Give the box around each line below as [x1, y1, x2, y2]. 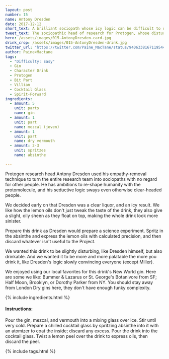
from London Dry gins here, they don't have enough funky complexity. [5, 284, 151, 291]
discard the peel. [5, 338, 40, 344]
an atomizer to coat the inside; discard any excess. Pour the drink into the [5, 328, 158, 334]
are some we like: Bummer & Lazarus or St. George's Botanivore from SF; [5, 274, 157, 280]
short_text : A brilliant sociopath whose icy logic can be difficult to [5, 26, 161, 31]
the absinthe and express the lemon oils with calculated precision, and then [5, 233, 162, 239]
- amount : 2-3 [10, 143, 39, 149]
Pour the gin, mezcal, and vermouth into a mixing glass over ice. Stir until [5, 317, 156, 323]
